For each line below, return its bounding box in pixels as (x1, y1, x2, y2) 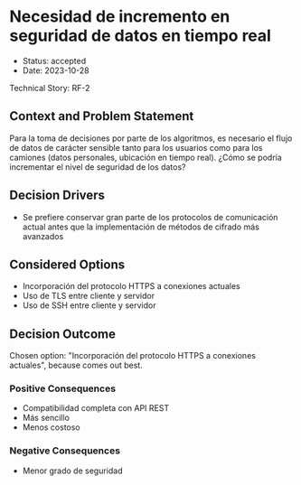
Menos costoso (22, 422, 81, 433)
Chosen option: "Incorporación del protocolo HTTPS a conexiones (9, 350, 256, 361)
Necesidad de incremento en (9, 6, 230, 27)
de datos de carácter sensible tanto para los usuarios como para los (9, 142, 263, 153)
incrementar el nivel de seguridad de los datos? (9, 161, 186, 173)
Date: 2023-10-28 (22, 65, 90, 76)
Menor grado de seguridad (22, 465, 123, 476)
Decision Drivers (9, 188, 106, 203)
